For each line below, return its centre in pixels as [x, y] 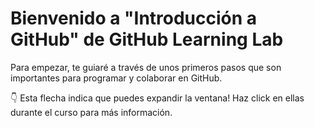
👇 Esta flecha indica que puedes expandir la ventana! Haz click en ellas [157, 98]
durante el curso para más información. [91, 112]
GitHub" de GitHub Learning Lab [147, 39]
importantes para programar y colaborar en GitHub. [116, 78]
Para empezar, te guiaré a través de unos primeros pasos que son [146, 67]
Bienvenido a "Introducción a [134, 18]
